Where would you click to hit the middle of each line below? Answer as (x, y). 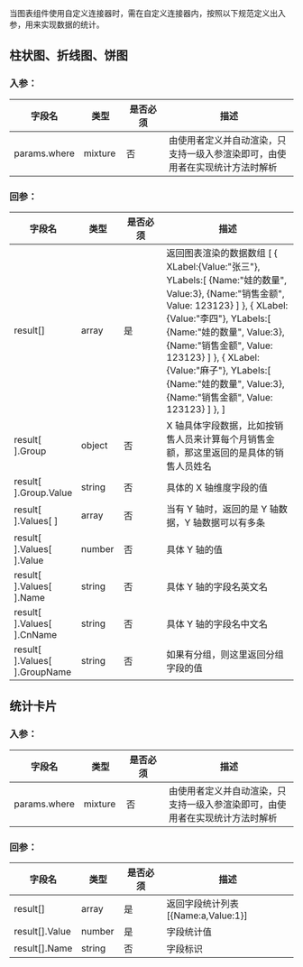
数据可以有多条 (234, 522)
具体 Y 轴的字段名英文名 (217, 586)
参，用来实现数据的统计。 (57, 24)
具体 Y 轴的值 (194, 549)
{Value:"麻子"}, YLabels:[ (219, 370)
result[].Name (43, 948)
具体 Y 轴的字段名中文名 (217, 623)
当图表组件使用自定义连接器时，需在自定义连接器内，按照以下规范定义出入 (147, 13)
